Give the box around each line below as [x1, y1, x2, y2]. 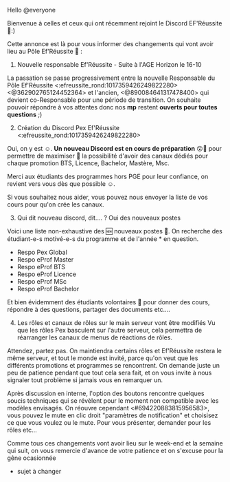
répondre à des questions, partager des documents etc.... [7, 306, 170, 313]
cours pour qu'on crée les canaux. [7, 200, 104, 209]
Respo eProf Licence [16, 270, 77, 278]
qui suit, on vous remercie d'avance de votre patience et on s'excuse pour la [7, 447, 224, 454]
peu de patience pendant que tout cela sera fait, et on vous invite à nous [7, 368, 212, 377]
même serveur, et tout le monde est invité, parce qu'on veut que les [7, 354, 198, 362]
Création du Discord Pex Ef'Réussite [16, 124, 120, 132]
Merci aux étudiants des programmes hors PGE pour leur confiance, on [7, 172, 209, 180]
